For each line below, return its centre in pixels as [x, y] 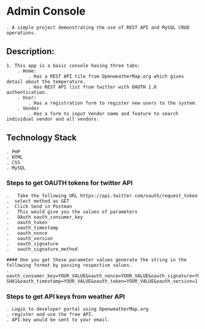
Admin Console [46, 11]
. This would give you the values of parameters [72, 212]
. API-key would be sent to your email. [59, 320]
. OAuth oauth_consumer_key [45, 217]
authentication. [27, 92]
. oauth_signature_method [42, 249]
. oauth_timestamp [33, 228]
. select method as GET [38, 201]
